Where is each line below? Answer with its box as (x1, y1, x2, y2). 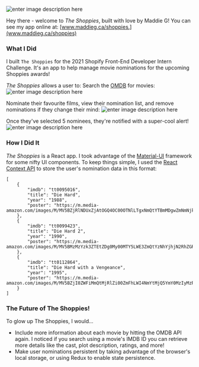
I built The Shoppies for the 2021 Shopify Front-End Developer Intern (6, 58, 172, 65)
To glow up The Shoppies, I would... (6, 317, 94, 324)
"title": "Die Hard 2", (27, 228, 86, 234)
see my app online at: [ (6, 24, 62, 30)
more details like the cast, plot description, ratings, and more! (14, 342, 165, 349)
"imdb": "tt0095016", (27, 187, 81, 193)
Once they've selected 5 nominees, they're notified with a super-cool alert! (6, 117, 189, 125)
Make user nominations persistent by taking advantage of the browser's (14, 347, 191, 355)
